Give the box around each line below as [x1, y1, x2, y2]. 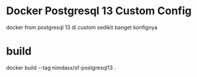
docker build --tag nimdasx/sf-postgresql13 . [6, 64, 116, 71]
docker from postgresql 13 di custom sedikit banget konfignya [6, 24, 158, 31]
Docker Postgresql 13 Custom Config [6, 4, 192, 18]
